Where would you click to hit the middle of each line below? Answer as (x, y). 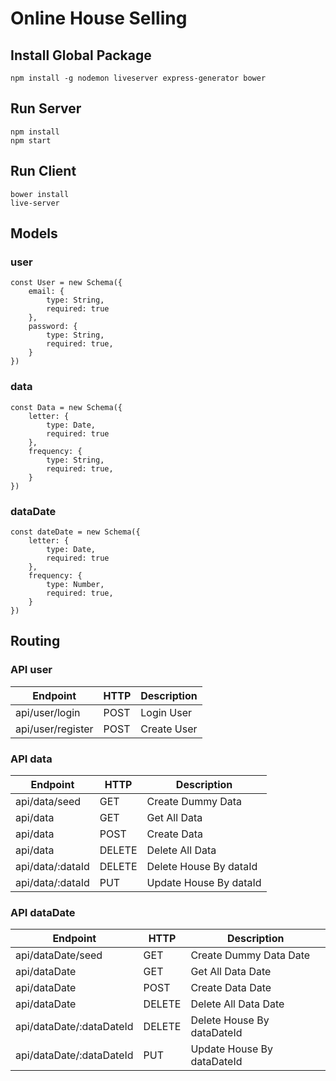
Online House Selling (99, 18)
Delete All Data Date (237, 1004)
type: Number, (75, 584)
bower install (40, 194)
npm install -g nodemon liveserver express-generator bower (138, 78)
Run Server (46, 108)
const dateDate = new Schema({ (75, 532)
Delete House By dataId (202, 866)
